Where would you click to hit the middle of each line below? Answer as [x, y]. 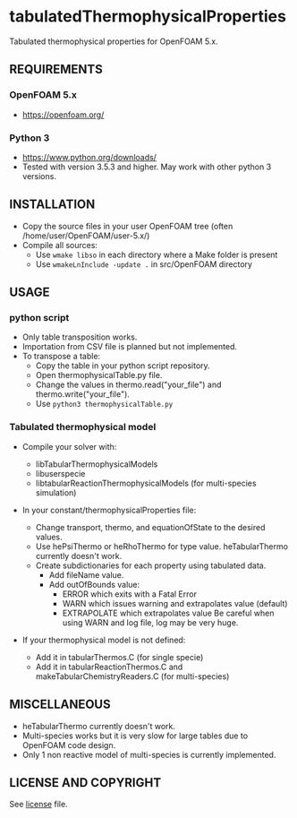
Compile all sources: [60, 245]
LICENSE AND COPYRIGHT [85, 783]
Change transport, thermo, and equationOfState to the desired [150, 527]
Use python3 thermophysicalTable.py [104, 404]
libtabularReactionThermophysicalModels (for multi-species [146, 483]
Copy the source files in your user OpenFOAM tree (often [127, 226]
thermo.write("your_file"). [82, 394]
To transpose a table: [61, 357]
